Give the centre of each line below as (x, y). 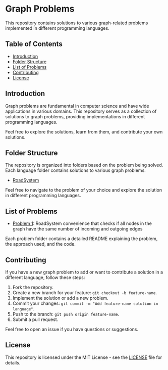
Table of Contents (34, 44)
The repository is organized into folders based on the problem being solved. (84, 165)
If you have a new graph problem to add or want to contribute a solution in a (84, 272)
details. (13, 362)
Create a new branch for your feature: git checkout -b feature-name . (85, 293)
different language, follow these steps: (45, 277)
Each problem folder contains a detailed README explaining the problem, (81, 239)
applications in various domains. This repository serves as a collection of (81, 111)
